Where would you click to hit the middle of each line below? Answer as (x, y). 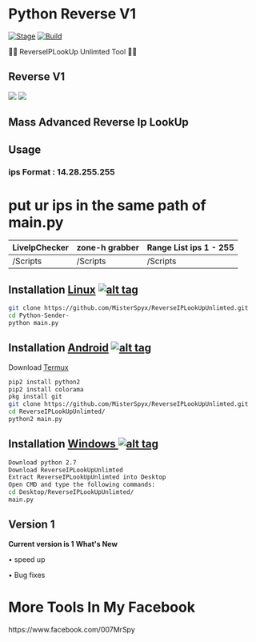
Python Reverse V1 (72, 14)
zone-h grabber (108, 247)
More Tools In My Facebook (102, 607)
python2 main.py (35, 419)
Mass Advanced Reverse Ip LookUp (99, 122)
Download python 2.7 (43, 462)
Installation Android (59, 348)
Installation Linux (52, 289)
